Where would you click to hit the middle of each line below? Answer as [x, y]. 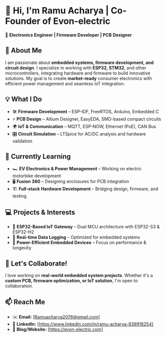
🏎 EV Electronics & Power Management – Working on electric [77, 169]
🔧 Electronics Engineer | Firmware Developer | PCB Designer [69, 35]
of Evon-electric [76, 21]
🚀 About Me [24, 50]
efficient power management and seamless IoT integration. [65, 83]
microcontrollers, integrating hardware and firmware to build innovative [78, 73]
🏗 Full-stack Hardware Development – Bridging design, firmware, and [85, 189]
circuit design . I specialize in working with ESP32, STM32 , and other [76, 67]
